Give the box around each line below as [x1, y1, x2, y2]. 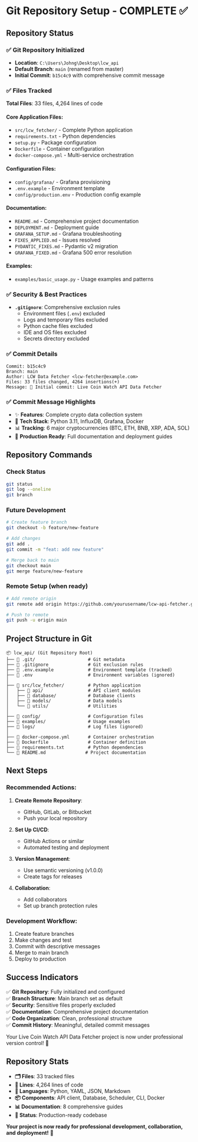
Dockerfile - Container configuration [14, 145, 105, 152]
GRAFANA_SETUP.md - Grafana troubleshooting [14, 230, 122, 237]
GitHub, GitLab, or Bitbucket [23, 808, 92, 815]
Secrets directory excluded [23, 335, 90, 342]
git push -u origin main [6, 617, 67, 623]
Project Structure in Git [6, 633, 93, 643]
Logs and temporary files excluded [23, 316, 108, 323]
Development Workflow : [6, 917, 78, 925]
